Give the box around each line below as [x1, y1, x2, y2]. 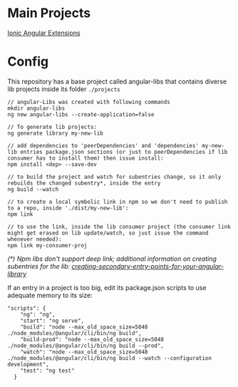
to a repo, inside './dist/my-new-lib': [7, 205, 130, 212]
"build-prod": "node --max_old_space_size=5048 [20, 336, 164, 343]
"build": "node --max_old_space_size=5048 [20, 323, 148, 331]
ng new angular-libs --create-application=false [7, 110, 155, 118]
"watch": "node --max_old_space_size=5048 [20, 348, 148, 356]
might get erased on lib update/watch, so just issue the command [7, 229, 209, 237]
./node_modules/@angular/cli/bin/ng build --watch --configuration [7, 354, 212, 361]
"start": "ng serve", [20, 317, 84, 324]
